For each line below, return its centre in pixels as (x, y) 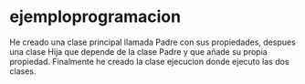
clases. (23, 71)
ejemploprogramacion (95, 17)
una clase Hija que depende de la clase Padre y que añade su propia (138, 51)
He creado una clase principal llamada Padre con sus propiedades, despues (153, 42)
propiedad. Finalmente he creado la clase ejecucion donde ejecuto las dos (149, 61)
